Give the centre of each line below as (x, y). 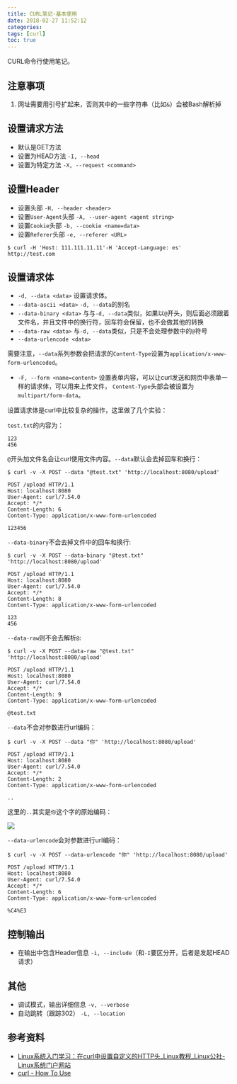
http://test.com (31, 254)
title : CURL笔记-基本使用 (42, 14)
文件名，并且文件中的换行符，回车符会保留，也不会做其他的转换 (110, 322)
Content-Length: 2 (34, 779)
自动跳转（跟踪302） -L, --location (71, 1013)
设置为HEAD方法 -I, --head (58, 156)
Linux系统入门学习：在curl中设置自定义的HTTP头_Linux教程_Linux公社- (121, 1056)
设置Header (33, 190)
